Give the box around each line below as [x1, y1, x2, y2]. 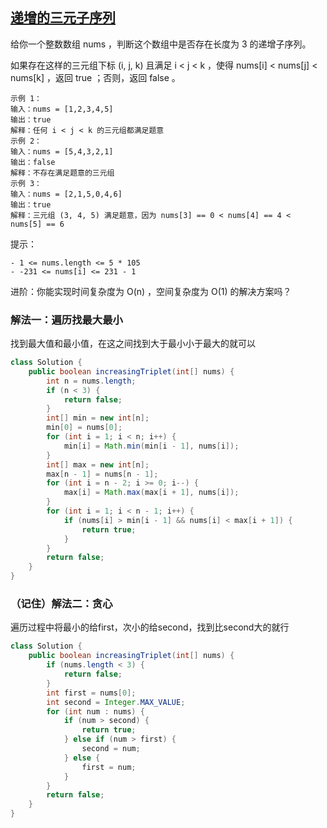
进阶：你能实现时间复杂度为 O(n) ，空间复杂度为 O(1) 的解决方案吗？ [10, 285, 292, 297]
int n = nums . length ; [46, 376, 137, 386]
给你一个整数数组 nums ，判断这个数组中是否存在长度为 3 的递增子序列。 [10, 38, 312, 50]
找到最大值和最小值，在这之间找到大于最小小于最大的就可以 [10, 338, 256, 350]
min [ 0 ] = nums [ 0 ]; [46, 423, 123, 433]
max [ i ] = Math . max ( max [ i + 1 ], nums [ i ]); [63, 488, 240, 498]
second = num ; [81, 744, 141, 754]
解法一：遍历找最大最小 [10, 313, 123, 327]
